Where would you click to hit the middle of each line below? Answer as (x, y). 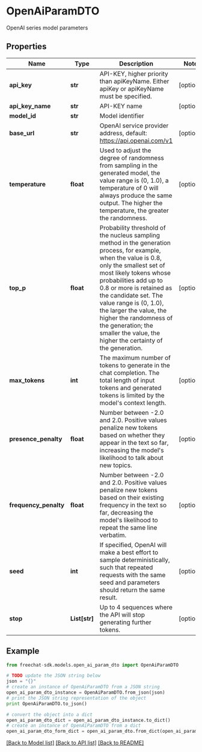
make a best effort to (129, 552)
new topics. (116, 465)
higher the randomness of (136, 318)
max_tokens (27, 380)
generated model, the (130, 173)
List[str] (82, 619)
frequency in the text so (133, 505)
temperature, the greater (134, 210)
